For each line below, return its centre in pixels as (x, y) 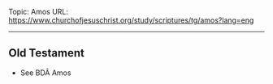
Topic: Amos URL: (39, 12)
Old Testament (47, 53)
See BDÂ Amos (45, 73)
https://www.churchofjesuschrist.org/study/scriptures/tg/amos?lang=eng (131, 20)
